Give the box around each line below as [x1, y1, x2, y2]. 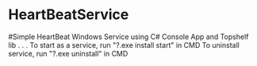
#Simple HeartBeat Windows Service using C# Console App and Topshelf [8, 32, 249, 41]
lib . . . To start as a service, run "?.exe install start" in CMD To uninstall [8, 40, 240, 49]
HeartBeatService [8, 6, 129, 24]
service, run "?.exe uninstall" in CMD [8, 49, 128, 58]
